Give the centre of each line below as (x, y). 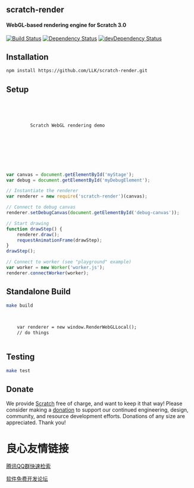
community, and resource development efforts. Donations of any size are (96, 416)
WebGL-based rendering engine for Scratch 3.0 (66, 25)
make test (18, 370)
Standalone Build (38, 292)
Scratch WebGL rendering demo (68, 125)
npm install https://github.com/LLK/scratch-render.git (77, 71)
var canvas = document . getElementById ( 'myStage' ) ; (70, 174)
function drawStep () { (34, 229)
